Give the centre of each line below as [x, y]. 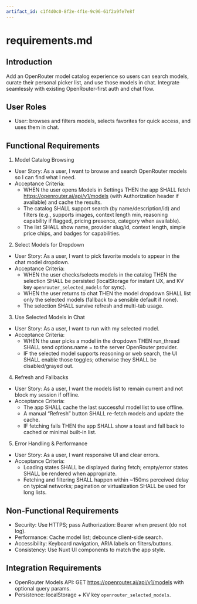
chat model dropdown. [42, 262]
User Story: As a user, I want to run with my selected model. [87, 329]
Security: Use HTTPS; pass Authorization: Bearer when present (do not [100, 525]
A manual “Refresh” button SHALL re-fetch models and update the [103, 414]
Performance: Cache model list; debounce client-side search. [89, 537]
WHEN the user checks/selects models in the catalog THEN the [100, 275]
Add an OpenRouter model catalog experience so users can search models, [98, 76]
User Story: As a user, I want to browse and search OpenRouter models [101, 171]
